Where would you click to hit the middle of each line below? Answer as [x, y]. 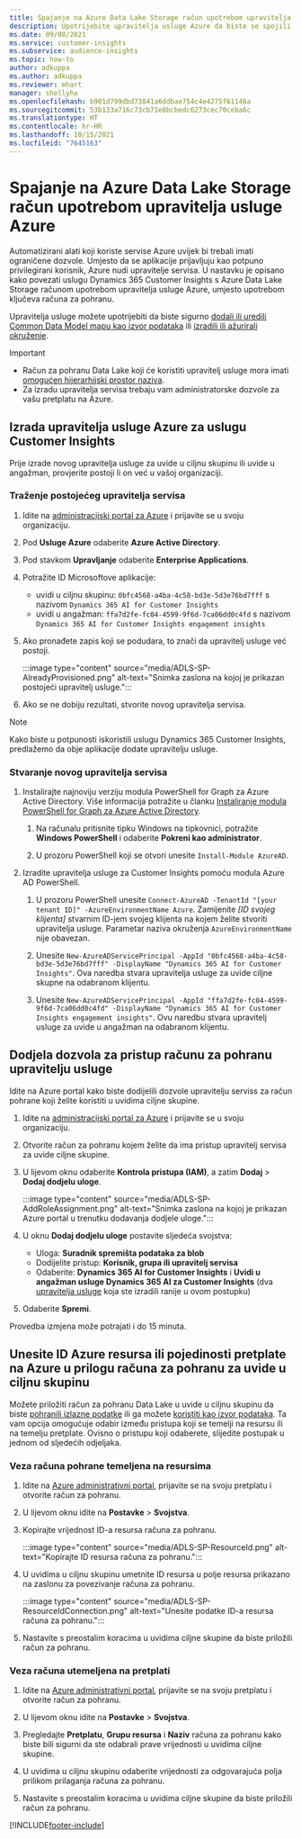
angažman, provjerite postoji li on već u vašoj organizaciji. [116, 473]
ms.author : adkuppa [46, 77]
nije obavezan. [62, 938]
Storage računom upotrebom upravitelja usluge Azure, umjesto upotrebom [147, 289]
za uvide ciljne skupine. [66, 1154]
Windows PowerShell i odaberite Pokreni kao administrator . [149, 838]
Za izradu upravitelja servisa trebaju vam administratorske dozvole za [151, 389]
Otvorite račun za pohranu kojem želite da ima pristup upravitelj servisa [155, 1145]
